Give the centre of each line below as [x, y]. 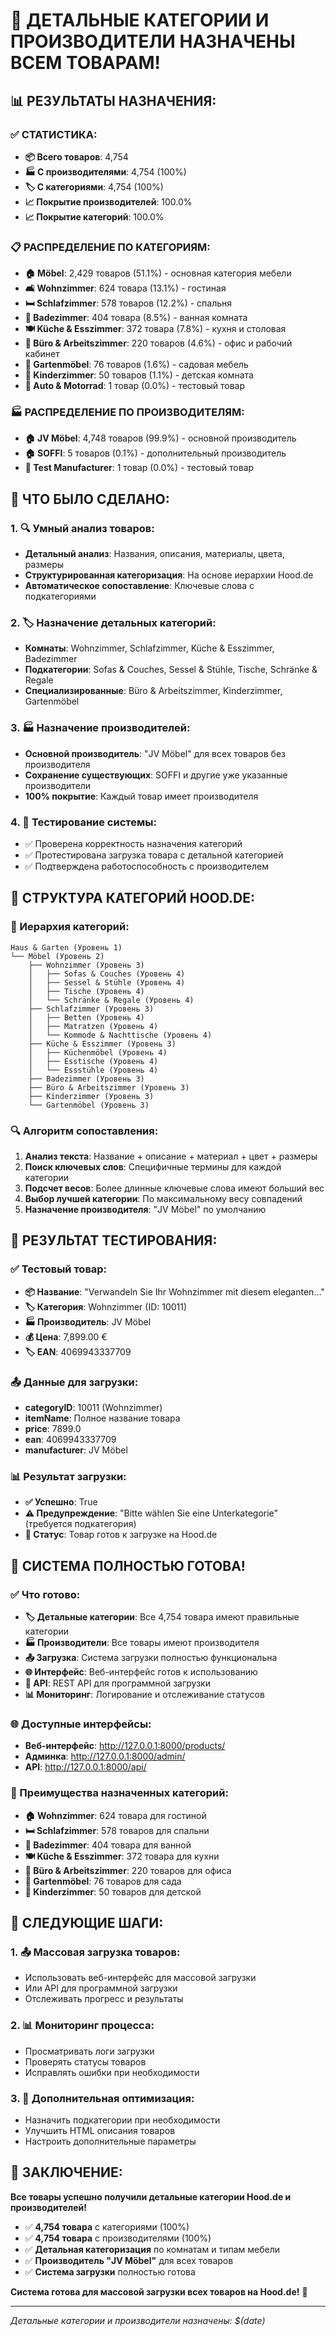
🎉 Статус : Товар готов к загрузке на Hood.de [121, 1535]
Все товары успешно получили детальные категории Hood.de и [151, 2196]
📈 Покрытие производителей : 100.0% [108, 201]
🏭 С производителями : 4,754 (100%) [105, 171]
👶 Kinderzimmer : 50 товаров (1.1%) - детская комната [139, 375]
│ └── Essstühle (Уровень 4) [93, 1070]
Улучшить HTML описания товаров [100, 2130]
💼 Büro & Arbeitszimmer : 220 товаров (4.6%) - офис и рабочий [158, 343]
